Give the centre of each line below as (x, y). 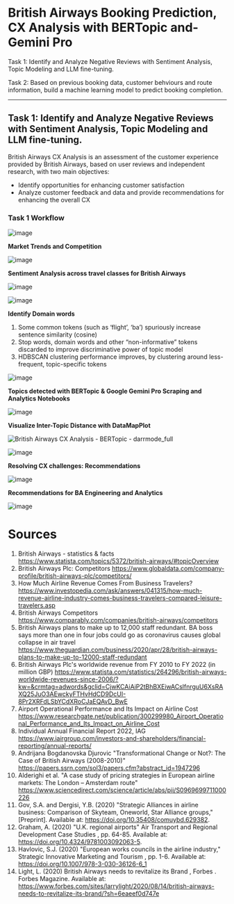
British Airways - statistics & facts (66, 554)
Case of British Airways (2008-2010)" (72, 760)
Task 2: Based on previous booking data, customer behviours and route (110, 82)
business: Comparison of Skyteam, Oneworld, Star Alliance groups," (116, 812)
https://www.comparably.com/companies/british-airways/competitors (118, 620)
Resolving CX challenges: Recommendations (74, 466)
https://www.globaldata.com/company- (168, 568)
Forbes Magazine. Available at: (62, 878)
